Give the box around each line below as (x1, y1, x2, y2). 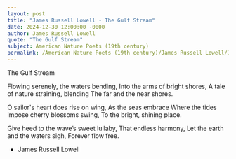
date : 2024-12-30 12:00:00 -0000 (7, 23, 105, 30)
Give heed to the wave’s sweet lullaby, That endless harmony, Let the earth (7, 124, 224, 132)
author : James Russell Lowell (7, 29, 96, 37)
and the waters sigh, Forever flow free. (7, 131, 119, 140)
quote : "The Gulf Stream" (7, 36, 83, 43)
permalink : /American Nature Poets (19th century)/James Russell (7, 50, 202, 57)
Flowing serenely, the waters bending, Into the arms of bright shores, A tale (7, 82, 225, 90)
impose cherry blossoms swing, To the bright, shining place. (7, 110, 183, 119)
